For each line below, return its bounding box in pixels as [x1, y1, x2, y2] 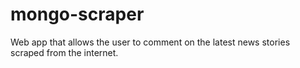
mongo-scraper [10, 3, 145, 26]
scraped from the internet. [10, 46, 119, 58]
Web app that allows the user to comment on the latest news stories [10, 36, 291, 48]
